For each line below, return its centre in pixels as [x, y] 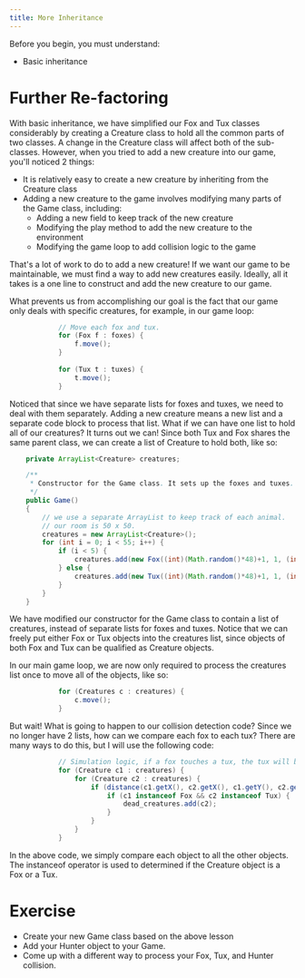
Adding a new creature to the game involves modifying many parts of [152, 198]
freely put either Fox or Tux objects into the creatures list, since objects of [148, 638]
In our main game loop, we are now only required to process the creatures [148, 665]
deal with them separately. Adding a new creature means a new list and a [146, 413]
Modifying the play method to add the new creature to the [144, 227]
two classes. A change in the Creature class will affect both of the [133, 142]
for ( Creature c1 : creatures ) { [121, 770]
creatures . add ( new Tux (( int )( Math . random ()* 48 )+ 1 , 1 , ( [182, 576]
